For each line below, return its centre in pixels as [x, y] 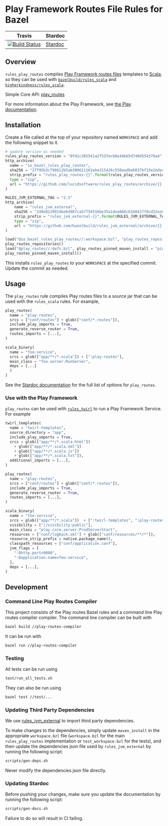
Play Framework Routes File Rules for [84, 9]
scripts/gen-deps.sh [27, 761]
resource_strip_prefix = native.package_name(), [61, 539]
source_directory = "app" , [38, 433]
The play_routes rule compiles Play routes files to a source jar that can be [81, 296]
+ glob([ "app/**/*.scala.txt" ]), [49, 456]
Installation [23, 125]
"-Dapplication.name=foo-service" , [51, 557]
